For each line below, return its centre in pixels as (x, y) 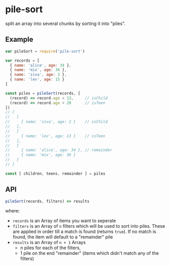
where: (13, 211)
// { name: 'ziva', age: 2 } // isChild (57, 122)
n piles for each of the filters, (50, 248)
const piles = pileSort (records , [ (43, 93)
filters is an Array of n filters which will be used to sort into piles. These (89, 226)
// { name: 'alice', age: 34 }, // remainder (59, 150)
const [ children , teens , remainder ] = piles (55, 174)
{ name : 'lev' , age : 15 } (37, 79)
